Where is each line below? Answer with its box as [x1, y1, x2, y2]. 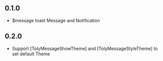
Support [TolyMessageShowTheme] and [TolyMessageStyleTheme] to [12, 45, 158, 51]
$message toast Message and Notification [12, 17, 100, 23]
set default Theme [12, 50, 50, 57]
